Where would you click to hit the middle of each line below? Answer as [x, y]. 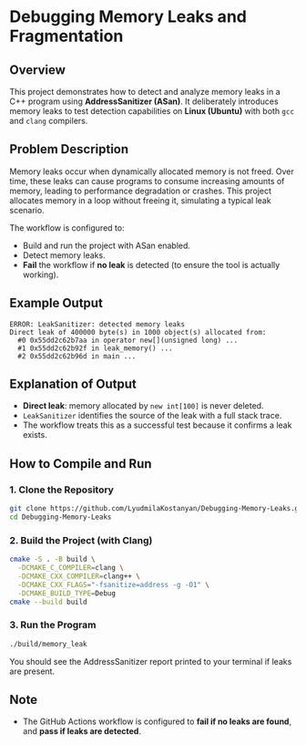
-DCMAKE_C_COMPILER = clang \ [71, 568]
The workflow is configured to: [67, 228]
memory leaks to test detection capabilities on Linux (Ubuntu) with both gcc [152, 111]
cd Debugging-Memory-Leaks [61, 517]
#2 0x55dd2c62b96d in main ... [77, 356]
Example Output [56, 303]
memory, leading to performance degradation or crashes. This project [140, 191]
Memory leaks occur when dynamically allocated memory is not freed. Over [152, 171]
